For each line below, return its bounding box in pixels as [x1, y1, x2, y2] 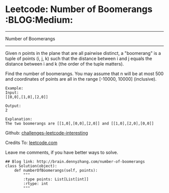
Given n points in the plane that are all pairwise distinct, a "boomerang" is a [5, 50, 161, 56]
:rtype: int [23, 181, 49, 186]
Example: [5, 86, 24, 91]
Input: [5, 90, 19, 95]
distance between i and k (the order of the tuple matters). [5, 60, 124, 67]
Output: [5, 103, 22, 108]
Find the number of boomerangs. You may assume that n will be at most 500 [5, 71, 164, 77]
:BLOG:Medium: [5, 14, 73, 26]
